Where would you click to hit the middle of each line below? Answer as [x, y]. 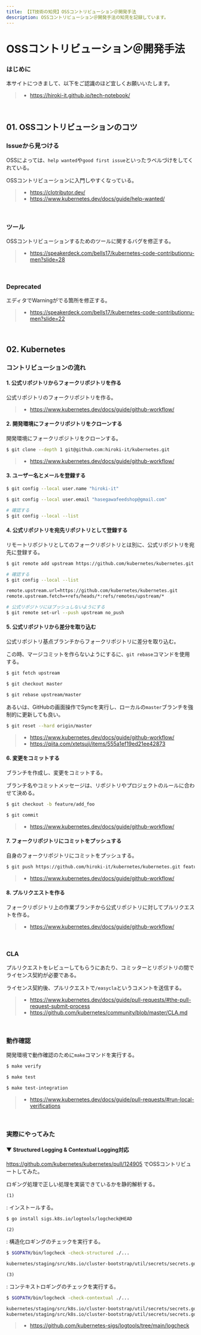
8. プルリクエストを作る [36, 893]
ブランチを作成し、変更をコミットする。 [56, 772]
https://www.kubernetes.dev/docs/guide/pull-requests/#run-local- [112, 1100]
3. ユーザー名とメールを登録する [46, 476]
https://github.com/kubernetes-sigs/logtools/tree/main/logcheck [109, 1325]
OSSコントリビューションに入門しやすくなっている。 [72, 180]
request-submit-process [60, 1006]
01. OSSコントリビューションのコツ [72, 127]
